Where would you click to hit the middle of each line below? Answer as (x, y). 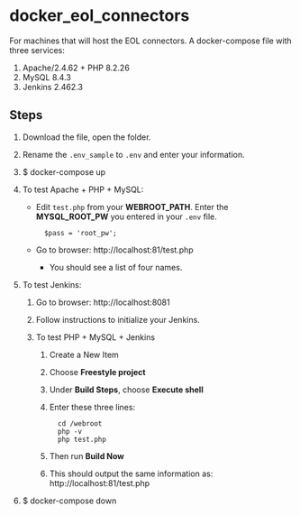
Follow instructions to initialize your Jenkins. (118, 319)
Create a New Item (84, 354)
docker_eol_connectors (100, 16)
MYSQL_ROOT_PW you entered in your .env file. (127, 216)
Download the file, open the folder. (86, 137)
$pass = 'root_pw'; (80, 233)
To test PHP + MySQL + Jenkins (95, 337)
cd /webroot (80, 423)
